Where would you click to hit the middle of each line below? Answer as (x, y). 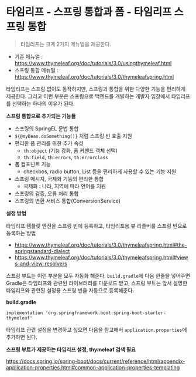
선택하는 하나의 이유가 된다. (43, 103)
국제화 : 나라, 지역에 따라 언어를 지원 (65, 186)
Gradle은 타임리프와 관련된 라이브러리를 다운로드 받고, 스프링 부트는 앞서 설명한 (97, 283)
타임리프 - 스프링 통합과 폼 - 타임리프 (89, 12)
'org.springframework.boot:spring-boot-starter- (106, 313)
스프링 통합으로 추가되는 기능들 (41, 116)
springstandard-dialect (42, 251)
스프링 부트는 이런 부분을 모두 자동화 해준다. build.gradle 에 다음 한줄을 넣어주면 (98, 275)
